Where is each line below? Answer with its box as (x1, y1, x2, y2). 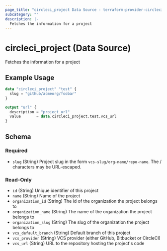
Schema (5, 132, 31, 141)
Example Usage (5, 73, 55, 82)
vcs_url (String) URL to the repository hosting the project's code (12, 241, 145, 247)
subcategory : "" (5, 12, 39, 17)
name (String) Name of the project (12, 193, 81, 199)
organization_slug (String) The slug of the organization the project (12, 219, 150, 225)
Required (5, 147, 28, 154)
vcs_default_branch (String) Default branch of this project (12, 230, 131, 236)
